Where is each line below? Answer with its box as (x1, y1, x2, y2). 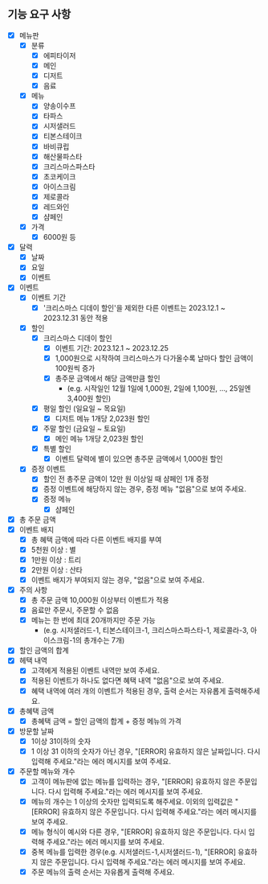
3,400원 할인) (67, 393, 112, 403)
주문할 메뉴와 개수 (18, 767, 75, 776)
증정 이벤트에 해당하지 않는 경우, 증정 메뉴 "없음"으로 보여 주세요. (43, 484, 246, 494)
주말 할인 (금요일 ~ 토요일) (43, 424, 126, 433)
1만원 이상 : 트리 (30, 554, 82, 565)
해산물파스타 (43, 151, 83, 161)
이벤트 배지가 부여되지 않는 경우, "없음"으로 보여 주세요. (30, 574, 205, 585)
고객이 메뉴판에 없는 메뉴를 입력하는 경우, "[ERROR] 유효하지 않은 (30, 776, 237, 786)
